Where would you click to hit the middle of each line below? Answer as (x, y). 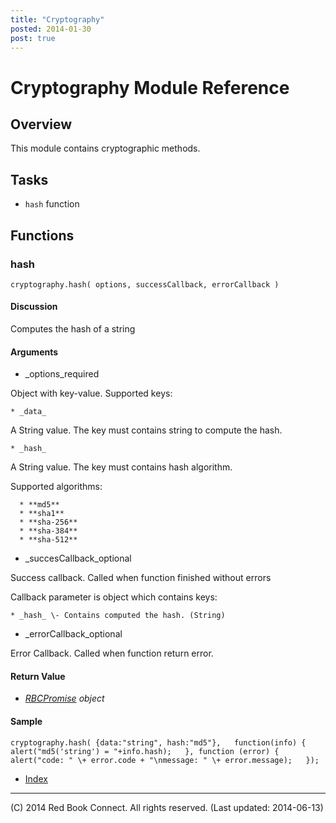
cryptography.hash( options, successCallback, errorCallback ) (145, 284)
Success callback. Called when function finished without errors (141, 578)
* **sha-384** (48, 531)
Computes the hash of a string (73, 329)
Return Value (38, 676)
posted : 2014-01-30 (51, 29)
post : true (33, 38)
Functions (42, 235)
